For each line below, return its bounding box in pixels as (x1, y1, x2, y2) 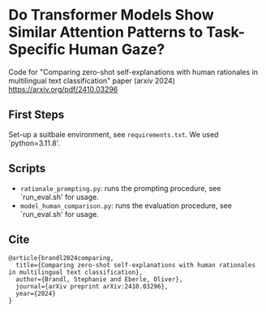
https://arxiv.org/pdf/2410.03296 (8, 84, 118, 94)
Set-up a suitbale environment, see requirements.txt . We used (8, 129, 219, 139)
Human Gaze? (68, 41, 165, 58)
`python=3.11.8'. (8, 138, 61, 148)
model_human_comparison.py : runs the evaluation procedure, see (19, 201, 233, 210)
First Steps (8, 108, 65, 122)
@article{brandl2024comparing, (8, 254, 114, 262)
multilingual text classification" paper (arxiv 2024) (8, 76, 176, 85)
